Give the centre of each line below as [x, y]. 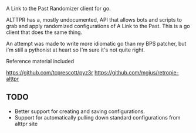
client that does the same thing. [44, 32]
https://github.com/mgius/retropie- [136, 72]
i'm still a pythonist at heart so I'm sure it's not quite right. [76, 50]
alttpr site [26, 124]
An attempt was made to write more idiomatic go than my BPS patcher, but [96, 44]
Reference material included [40, 61]
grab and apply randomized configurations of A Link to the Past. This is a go [98, 26]
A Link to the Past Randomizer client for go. [58, 8]
